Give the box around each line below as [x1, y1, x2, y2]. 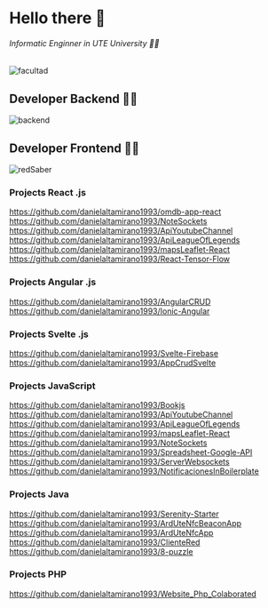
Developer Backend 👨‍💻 [9, 91, 138, 106]
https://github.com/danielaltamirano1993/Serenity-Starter [9, 508, 219, 519]
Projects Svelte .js [9, 328, 89, 340]
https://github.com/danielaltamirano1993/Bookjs [9, 400, 185, 411]
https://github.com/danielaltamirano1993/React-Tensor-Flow [9, 253, 231, 265]
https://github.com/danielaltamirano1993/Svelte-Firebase [9, 348, 219, 358]
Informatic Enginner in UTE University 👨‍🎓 [9, 37, 160, 48]
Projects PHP [9, 568, 67, 580]
